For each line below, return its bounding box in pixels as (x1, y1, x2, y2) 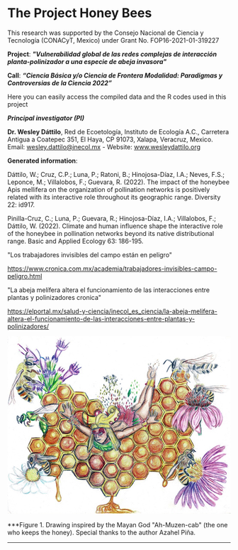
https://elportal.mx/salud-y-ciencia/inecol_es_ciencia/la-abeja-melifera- (7, 307, 217, 316)
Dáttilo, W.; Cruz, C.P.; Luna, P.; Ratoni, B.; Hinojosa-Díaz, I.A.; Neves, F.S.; (7, 170, 225, 178)
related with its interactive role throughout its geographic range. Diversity (7, 193, 221, 201)
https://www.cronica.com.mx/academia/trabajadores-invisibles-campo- (7, 264, 217, 273)
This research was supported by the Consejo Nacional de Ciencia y (7, 28, 204, 37)
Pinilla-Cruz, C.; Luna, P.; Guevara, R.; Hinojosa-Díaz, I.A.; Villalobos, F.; (7, 214, 217, 222)
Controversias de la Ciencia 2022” (7, 78, 112, 87)
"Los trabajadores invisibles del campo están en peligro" (7, 250, 172, 259)
